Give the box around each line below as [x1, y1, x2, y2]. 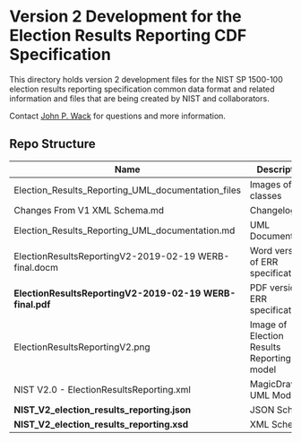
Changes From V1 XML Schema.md [13, 204, 164, 216]
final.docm [13, 261, 58, 273]
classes [249, 189, 282, 202]
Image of [249, 318, 288, 331]
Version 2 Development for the [9, 6, 242, 27]
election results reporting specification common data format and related [9, 83, 275, 94]
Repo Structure [9, 136, 96, 152]
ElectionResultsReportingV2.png [13, 341, 150, 353]
